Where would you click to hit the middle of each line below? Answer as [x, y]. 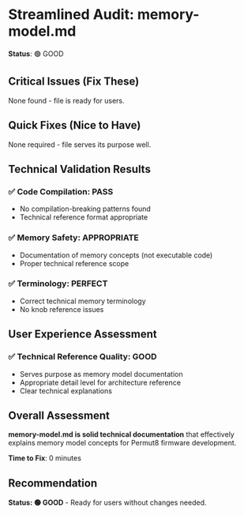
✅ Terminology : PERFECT [58, 284]
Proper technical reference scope [74, 263]
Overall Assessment [59, 415]
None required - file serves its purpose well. [80, 145]
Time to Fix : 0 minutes [45, 458]
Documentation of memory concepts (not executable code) [116, 255]
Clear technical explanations [66, 391]
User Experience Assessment [83, 335]
